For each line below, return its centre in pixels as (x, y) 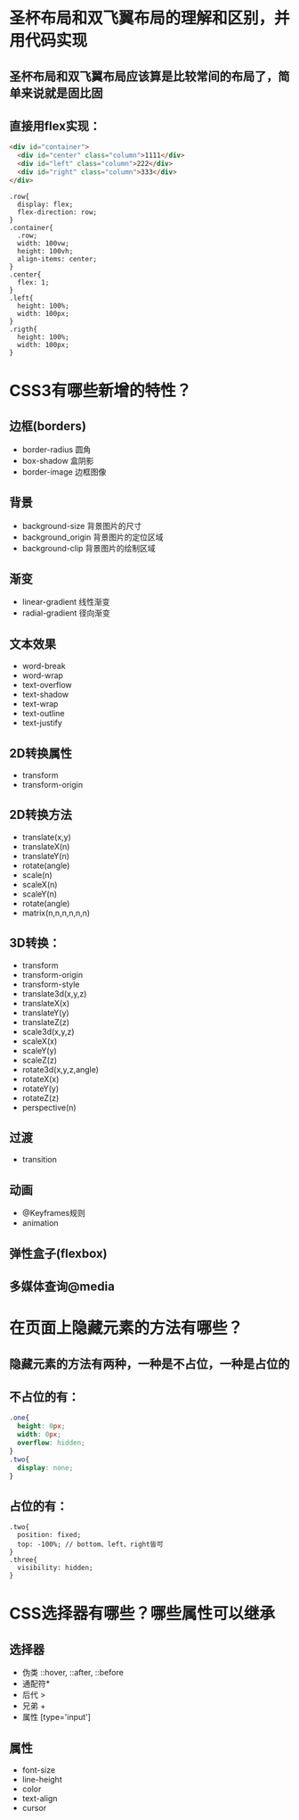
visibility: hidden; (55, 1568)
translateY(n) (45, 856)
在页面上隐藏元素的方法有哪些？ (126, 1328)
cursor (34, 1808)
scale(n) (37, 874)
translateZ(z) (45, 1022)
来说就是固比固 (62, 93)
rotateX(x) (40, 1079)
